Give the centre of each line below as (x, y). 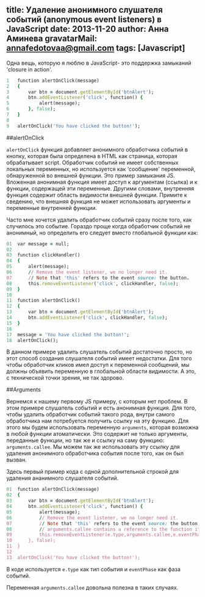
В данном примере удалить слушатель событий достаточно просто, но (99, 352)
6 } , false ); (31, 109)
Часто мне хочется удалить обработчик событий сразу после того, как (99, 220)
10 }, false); (31, 541)
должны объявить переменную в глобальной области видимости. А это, (101, 371)
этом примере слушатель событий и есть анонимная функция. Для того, (101, 408)
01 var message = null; (38, 244)
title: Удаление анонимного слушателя (85, 10)
